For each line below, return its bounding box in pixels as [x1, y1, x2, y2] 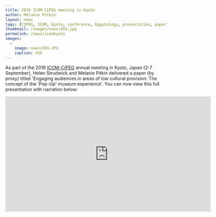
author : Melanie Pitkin [5, 12, 56, 17]
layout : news [5, 17, 33, 22]
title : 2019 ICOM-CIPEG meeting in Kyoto [5, 7, 95, 13]
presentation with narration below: [5, 86, 78, 92]
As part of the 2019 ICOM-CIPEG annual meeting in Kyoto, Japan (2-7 [5, 64, 153, 71]
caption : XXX [14, 50, 43, 55]
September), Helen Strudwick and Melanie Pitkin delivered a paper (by [5, 70, 154, 76]
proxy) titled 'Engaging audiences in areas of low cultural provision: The [5, 75, 158, 81]
